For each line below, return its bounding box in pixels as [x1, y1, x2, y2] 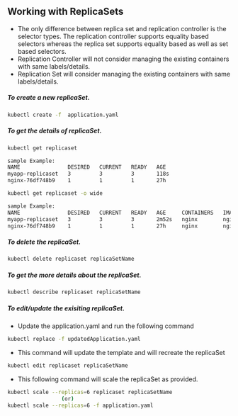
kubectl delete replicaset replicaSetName [7, 255, 135, 263]
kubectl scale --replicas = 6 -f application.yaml [7, 402, 154, 409]
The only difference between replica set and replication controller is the [17, 24, 227, 33]
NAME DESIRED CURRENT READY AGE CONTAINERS [7, 209, 214, 216]
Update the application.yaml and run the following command [17, 322, 195, 330]
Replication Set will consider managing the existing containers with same [17, 69, 231, 78]
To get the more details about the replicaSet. [7, 271, 142, 279]
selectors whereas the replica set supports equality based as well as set [17, 39, 229, 48]
